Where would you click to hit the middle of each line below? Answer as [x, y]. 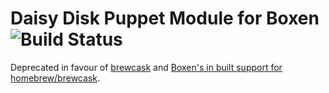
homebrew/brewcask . [55, 78]
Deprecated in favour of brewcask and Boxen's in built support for [146, 67]
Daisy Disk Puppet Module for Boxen [165, 18]
